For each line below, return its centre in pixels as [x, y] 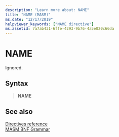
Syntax [17, 84]
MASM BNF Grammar [28, 129]
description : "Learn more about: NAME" [47, 10]
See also [19, 112]
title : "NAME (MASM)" [28, 15]
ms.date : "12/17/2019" [29, 19]
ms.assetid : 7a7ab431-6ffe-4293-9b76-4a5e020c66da [60, 29]
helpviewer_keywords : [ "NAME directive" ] [50, 24]
